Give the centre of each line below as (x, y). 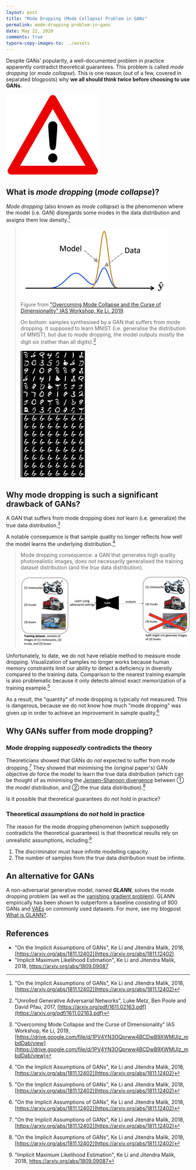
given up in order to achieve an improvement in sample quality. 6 (83, 712)
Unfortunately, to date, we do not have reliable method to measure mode (93, 656)
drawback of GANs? (43, 504)
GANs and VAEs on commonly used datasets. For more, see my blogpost (94, 909)
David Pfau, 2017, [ (37, 1007)
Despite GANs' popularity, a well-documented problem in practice (85, 61)
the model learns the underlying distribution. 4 (61, 543)
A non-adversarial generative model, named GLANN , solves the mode (90, 890)
